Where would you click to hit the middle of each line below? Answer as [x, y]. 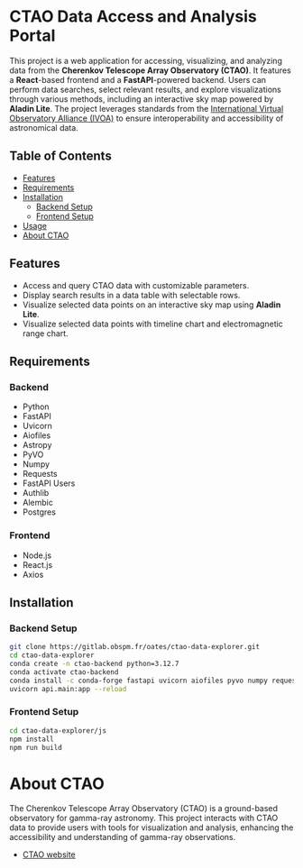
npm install [32, 739]
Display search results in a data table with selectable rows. [131, 295]
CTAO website [49, 854]
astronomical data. [44, 127]
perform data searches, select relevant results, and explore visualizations [145, 89]
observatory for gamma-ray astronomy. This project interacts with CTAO [144, 818]
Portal [32, 36]
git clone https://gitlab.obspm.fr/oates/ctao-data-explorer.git [134, 647]
